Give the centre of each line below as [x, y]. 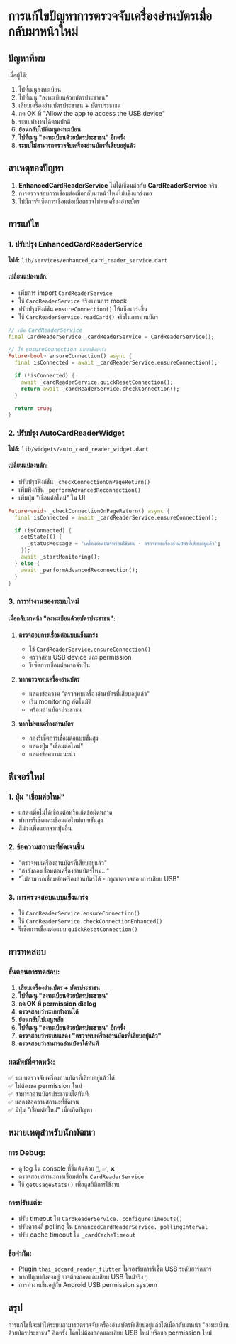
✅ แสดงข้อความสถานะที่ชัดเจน [44, 1102]
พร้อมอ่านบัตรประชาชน [55, 709]
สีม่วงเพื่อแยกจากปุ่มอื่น [45, 828]
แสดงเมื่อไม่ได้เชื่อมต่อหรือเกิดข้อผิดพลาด [65, 812]
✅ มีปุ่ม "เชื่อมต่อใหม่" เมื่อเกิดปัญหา [50, 1109]
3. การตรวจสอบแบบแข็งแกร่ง [48, 898]
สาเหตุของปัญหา [36, 168]
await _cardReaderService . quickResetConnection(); [97, 382]
